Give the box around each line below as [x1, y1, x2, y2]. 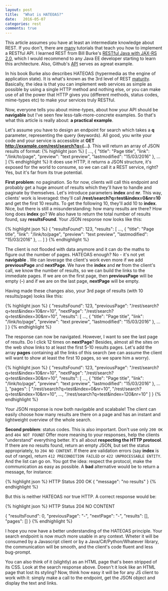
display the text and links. [5, 580, 58, 586]
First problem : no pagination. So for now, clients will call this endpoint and [5, 179, 158, 185]
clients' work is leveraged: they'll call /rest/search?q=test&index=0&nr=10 [5, 195, 161, 201]
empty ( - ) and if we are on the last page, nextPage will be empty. [5, 278, 140, 284]
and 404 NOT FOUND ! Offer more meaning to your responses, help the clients [5, 432, 160, 438]
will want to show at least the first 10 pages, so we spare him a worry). [5, 355, 150, 361]
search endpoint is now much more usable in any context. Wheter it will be [5, 533, 159, 540]
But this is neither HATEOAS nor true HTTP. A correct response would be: [5, 494, 156, 500]
